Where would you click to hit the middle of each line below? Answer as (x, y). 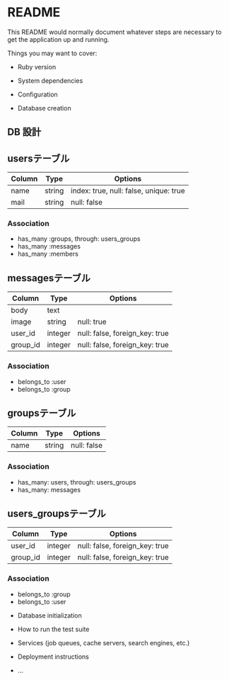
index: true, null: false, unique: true (128, 191)
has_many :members (48, 254)
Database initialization (50, 615)
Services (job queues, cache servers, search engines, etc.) (104, 642)
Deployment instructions (53, 657)
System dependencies (50, 80)
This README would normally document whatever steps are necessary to (114, 32)
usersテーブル (39, 158)
